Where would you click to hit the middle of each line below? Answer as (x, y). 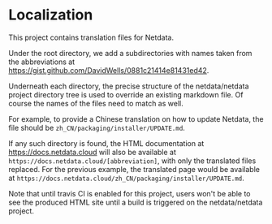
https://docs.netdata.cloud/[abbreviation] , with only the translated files (132, 161)
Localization (51, 15)
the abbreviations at (42, 62)
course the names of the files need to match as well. (96, 103)
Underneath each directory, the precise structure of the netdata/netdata (129, 86)
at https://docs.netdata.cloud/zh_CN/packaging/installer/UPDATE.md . (127, 178)
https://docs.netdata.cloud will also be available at (93, 152)
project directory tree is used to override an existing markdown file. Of (126, 94)
